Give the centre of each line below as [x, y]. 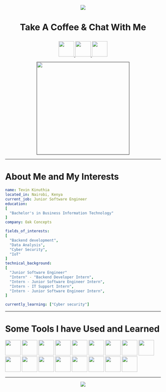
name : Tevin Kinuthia [27, 190]
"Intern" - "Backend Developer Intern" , [52, 277]
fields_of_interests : [27, 231]
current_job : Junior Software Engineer [46, 199]
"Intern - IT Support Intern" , [42, 286]
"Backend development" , [34, 240]
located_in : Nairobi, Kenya [34, 195]
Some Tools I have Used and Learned [82, 329]
